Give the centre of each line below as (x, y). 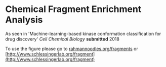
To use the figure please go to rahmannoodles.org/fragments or (72, 48)
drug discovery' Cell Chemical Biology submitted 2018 (63, 39)
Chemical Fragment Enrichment (73, 9)
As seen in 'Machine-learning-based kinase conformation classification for (83, 33)
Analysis (24, 20)
